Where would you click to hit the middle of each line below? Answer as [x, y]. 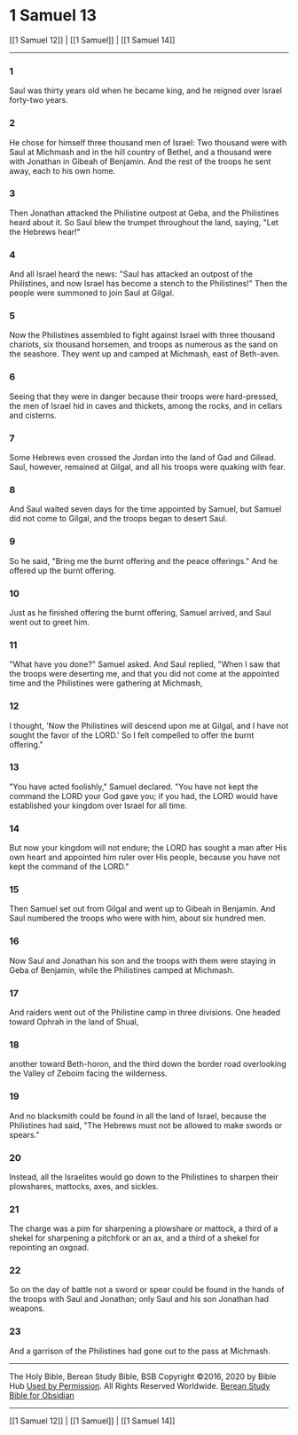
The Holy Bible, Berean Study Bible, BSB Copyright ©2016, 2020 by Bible [143, 1376]
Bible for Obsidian [42, 1395]
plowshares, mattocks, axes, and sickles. [84, 1186]
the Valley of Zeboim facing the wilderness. [88, 1073]
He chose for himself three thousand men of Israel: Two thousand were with [148, 142]
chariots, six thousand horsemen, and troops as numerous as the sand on [144, 345]
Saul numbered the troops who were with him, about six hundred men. [137, 918]
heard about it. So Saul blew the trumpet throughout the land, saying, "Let [144, 222]
